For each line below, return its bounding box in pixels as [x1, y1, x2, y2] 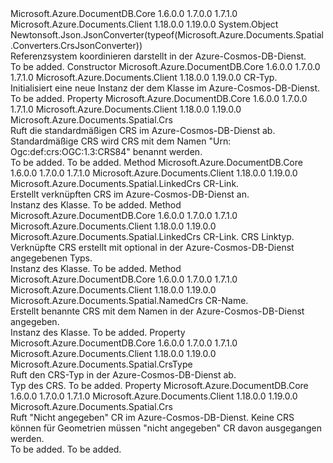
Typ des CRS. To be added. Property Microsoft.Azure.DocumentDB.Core [10, 380, 309, 391]
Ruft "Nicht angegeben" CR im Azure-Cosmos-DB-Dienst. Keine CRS [10, 412, 295, 423]
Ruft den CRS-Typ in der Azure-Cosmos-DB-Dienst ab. [10, 369, 237, 381]
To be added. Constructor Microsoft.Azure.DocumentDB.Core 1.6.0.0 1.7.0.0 [10, 61, 321, 72]
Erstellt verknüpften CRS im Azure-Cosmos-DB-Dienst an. [10, 188, 250, 200]
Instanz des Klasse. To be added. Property [10, 327, 186, 338]
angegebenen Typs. [10, 252, 93, 264]
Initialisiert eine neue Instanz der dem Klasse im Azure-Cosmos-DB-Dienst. [10, 82, 321, 94]
